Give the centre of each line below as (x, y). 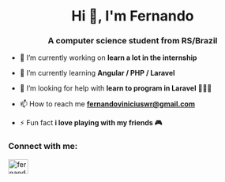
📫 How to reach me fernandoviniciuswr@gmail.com (107, 104)
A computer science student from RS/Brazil (133, 41)
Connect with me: (43, 147)
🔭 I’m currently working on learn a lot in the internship (108, 58)
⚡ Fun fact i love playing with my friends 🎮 (91, 123)
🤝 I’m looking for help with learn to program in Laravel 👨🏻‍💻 (116, 88)
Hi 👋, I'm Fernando (133, 16)
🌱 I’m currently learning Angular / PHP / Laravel (97, 73)
